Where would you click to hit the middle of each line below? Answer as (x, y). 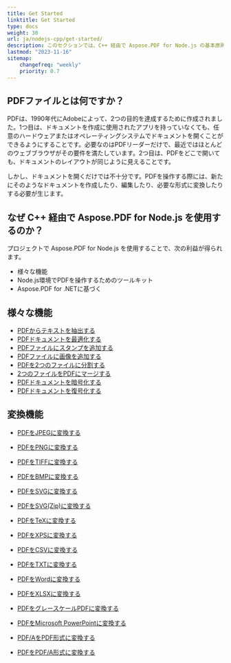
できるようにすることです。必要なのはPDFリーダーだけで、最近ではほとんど (115, 145)
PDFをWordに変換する (49, 579)
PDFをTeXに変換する (47, 520)
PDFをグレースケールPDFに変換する (68, 608)
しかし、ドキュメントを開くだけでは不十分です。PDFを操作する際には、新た (115, 176)
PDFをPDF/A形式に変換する (56, 652)
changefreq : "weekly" (50, 65)
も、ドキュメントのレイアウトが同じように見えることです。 (91, 162)
